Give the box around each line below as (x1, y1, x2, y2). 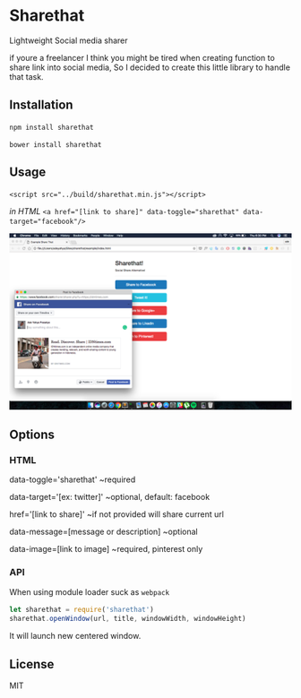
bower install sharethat (9, 140, 102, 149)
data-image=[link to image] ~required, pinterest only (9, 544, 203, 555)
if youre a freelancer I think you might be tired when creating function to (9, 52, 275, 63)
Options (9, 427, 56, 442)
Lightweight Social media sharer (9, 35, 128, 46)
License (9, 656, 55, 672)
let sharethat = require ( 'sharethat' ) (9, 605, 154, 614)
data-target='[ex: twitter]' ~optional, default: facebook (9, 492, 211, 503)
